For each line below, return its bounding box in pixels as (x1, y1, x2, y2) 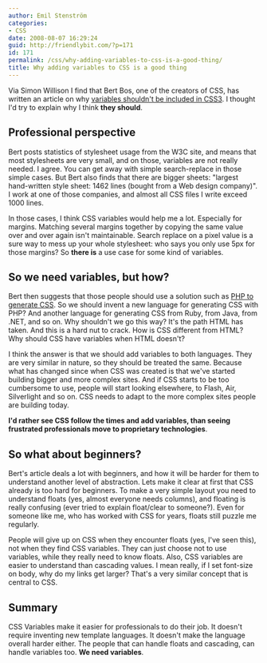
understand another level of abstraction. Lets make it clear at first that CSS (8, 477, 253, 487)
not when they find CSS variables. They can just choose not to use (8, 544, 227, 554)
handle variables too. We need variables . (8, 648, 144, 657)
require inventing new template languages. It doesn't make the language (8, 630, 245, 640)
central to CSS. (8, 578, 58, 587)
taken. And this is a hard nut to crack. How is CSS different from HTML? (8, 325, 244, 335)
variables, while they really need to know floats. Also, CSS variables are (8, 552, 243, 562)
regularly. (8, 520, 40, 530)
